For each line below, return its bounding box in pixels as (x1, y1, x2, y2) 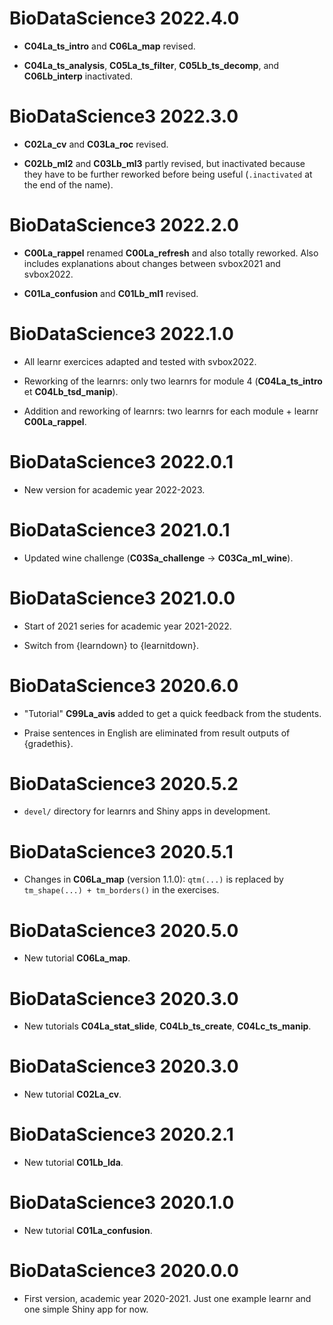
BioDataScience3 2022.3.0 (9, 105, 239, 128)
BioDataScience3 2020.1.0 (9, 1192, 235, 1214)
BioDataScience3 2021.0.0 (9, 587, 236, 609)
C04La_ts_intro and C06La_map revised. (23, 40, 196, 52)
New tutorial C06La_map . (23, 952, 131, 964)
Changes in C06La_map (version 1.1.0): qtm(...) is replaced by (23, 873, 284, 886)
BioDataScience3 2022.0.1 (9, 450, 234, 473)
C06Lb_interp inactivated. (23, 70, 134, 82)
